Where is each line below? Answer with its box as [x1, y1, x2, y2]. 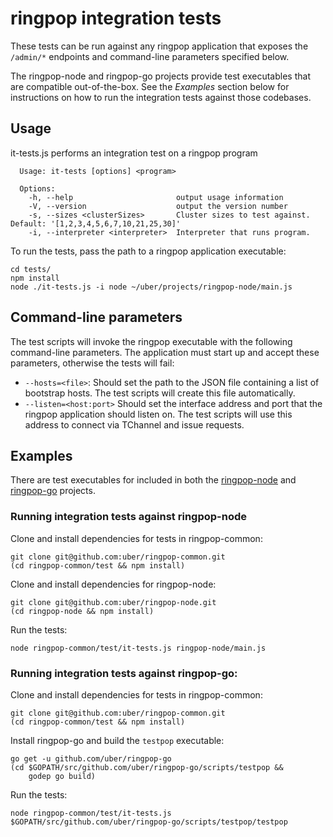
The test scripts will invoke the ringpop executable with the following [10, 335, 293, 347]
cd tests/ [10, 264, 52, 274]
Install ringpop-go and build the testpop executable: [10, 734, 225, 746]
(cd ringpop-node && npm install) [10, 606, 155, 616]
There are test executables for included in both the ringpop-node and [10, 474, 297, 486]
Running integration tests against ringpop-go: [10, 666, 238, 680]
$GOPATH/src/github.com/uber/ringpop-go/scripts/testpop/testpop [10, 817, 288, 827]
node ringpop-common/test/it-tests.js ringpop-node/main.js [10, 643, 267, 653]
